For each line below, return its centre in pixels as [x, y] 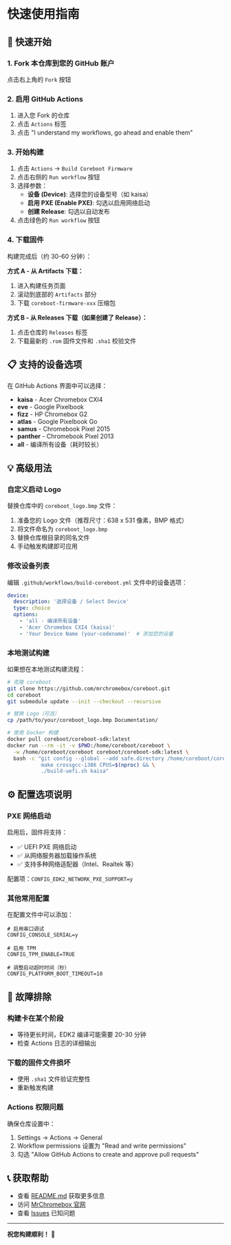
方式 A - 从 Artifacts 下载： [45, 271]
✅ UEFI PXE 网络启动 [47, 847]
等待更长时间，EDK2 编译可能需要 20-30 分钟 [81, 1035]
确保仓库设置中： [31, 1124]
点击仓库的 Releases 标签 [52, 332]
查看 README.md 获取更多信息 [61, 1196]
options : [26, 615]
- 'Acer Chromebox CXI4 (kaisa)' [67, 627]
